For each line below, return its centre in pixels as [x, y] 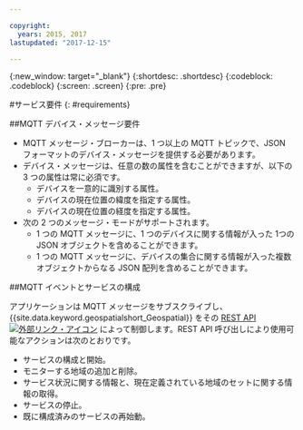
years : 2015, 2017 [53, 34]
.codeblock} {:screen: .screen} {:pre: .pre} [88, 86]
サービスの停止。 [54, 406]
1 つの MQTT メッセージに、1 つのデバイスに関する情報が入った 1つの [165, 234]
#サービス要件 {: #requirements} [70, 104]
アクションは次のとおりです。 [80, 340]
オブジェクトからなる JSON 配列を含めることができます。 [144, 268]
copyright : [30, 25]
